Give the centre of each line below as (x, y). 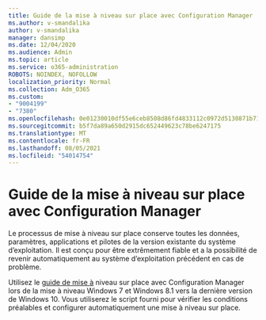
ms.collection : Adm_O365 (49, 89)
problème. (25, 267)
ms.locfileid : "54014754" (51, 155)
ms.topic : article (38, 60)
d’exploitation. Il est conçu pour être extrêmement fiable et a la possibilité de (133, 250)
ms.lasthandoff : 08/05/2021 (55, 148)
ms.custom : (26, 97)
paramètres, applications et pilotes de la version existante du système (122, 242)
